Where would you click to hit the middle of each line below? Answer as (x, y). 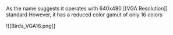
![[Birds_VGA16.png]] (31, 26)
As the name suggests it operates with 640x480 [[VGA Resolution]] (87, 8)
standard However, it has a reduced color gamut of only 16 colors (84, 15)
